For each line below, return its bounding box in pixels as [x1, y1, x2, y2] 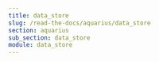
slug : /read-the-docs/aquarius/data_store [8, 19, 151, 27]
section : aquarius [8, 26, 69, 34]
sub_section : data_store [8, 33, 91, 42]
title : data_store [8, 11, 69, 20]
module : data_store [8, 41, 73, 49]
